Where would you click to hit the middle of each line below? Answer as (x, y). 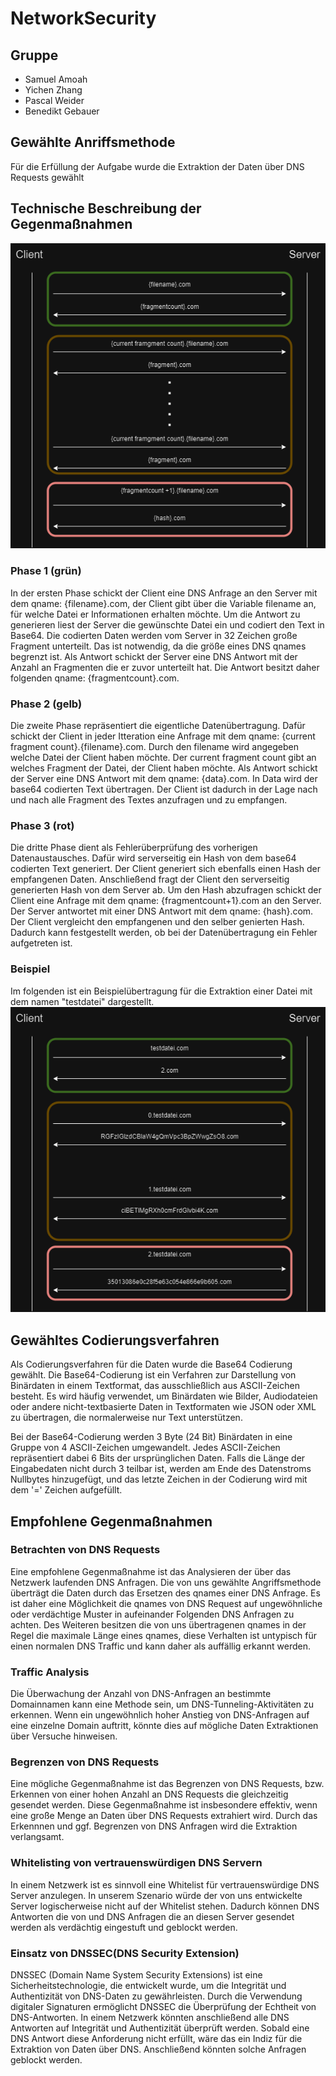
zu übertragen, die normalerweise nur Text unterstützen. (126, 1418)
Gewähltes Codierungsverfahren (115, 1340)
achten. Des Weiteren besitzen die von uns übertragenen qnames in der (158, 1624)
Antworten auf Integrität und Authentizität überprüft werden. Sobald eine (160, 2028)
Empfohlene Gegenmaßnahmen (111, 1521)
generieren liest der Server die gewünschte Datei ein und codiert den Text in (167, 624)
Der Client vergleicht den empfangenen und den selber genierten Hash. (157, 922)
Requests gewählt (47, 177)
